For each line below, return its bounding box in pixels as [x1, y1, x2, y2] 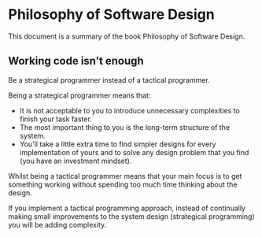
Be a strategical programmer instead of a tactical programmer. [8, 75, 210, 84]
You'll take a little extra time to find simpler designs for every [19, 139, 216, 149]
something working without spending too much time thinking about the [8, 180, 238, 189]
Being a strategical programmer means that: [8, 91, 151, 100]
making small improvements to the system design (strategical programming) [8, 211, 256, 221]
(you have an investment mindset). [19, 156, 132, 165]
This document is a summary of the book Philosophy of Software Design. [8, 31, 245, 41]
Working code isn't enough [8, 54, 144, 68]
